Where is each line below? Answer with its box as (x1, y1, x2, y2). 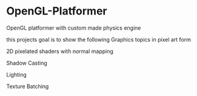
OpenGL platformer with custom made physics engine (6, 24, 141, 31)
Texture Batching (6, 83, 49, 90)
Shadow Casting (6, 59, 47, 66)
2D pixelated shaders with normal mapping (6, 47, 114, 55)
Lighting (6, 71, 27, 78)
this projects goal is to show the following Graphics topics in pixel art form (6, 36, 192, 43)
